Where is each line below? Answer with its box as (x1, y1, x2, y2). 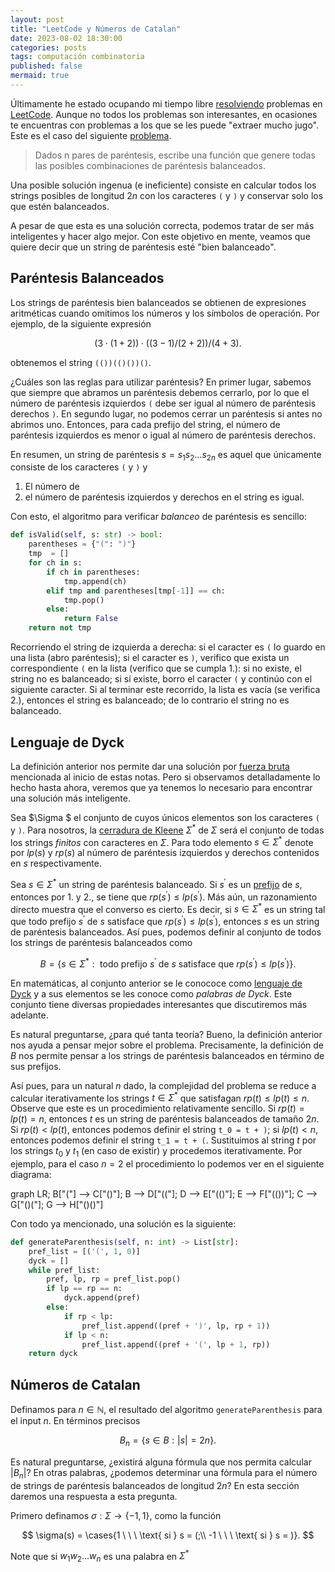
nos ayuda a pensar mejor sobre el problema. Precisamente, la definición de (10, 1039, 324, 1051)
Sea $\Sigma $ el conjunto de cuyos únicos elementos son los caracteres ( (10, 811, 320, 823)
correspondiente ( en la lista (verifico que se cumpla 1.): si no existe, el (10, 662, 302, 675)
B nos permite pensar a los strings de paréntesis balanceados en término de (10, 1049, 325, 1061)
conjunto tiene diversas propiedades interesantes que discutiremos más (10, 998, 308, 1010)
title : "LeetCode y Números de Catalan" (10, 24, 182, 34)
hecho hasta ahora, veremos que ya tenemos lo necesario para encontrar (10, 781, 313, 793)
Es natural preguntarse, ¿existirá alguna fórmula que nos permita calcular (10, 1456, 312, 1468)
